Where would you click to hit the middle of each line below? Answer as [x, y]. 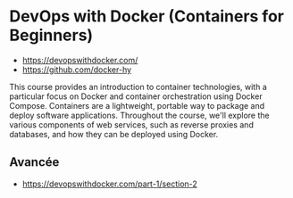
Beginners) [51, 35]
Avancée [34, 162]
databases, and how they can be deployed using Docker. [114, 134]
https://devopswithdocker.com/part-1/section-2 [110, 184]
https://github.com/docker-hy [77, 70]
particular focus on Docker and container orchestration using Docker [136, 96]
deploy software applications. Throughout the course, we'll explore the [139, 115]
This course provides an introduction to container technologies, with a [138, 87]
